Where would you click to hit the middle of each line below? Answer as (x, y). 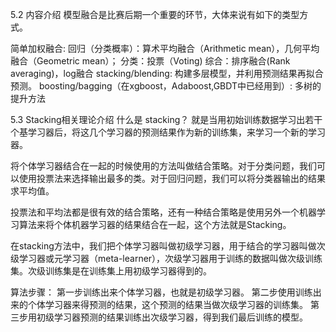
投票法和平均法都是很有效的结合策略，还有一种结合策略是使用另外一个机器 (163, 212)
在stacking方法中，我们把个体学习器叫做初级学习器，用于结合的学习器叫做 (163, 246)
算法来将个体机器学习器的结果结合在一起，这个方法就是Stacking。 (155, 224)
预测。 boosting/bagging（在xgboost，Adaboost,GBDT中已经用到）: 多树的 (166, 86)
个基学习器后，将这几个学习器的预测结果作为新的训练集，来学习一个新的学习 (168, 132)
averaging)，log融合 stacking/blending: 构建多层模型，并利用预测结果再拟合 (167, 73)
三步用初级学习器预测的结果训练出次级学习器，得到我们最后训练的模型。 (159, 317)
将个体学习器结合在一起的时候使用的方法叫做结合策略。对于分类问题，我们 (163, 166)
